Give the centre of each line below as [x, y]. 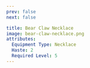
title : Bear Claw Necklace [40, 28]
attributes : [21, 39]
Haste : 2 [22, 50]
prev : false [21, 12]
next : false [21, 17]
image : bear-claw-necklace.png [45, 33]
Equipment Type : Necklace [44, 45]
